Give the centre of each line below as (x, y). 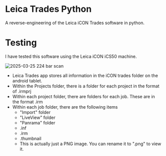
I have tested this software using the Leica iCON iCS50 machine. (71, 56)
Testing (21, 43)
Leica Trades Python (48, 9)
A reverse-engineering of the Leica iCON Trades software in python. (75, 23)
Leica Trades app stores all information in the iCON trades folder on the (85, 76)
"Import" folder (35, 112)
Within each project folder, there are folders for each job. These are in (83, 96)
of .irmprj (22, 91)
